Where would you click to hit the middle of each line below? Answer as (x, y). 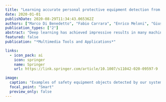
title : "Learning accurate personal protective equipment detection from (83, 10)
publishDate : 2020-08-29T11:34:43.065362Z (49, 19)
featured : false (22, 37)
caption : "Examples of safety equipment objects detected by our (78, 83)
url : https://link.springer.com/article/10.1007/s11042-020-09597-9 (86, 69)
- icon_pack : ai (26, 55)
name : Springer (30, 65)
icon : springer (30, 60)
